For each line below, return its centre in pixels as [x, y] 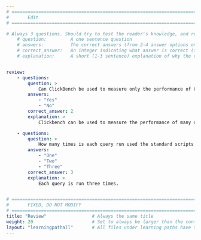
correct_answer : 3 [51, 172]
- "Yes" [48, 100]
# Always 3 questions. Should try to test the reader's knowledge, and [97, 34]
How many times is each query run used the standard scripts [116, 145]
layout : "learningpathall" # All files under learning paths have [99, 227]
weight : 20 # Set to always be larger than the [95, 222]
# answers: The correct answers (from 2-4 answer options [103, 45]
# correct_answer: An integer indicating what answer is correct [103, 51]
